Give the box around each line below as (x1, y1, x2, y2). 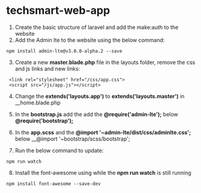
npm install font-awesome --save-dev (6, 180, 101, 187)
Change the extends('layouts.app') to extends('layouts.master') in (14, 92, 185, 100)
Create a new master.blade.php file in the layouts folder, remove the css (14, 59, 196, 66)
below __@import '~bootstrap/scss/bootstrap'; (14, 135, 131, 142)
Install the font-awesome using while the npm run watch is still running (14, 169, 191, 176)
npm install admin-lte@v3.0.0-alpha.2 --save (6, 48, 122, 54)
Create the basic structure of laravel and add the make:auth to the (14, 24, 179, 31)
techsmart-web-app (6, 4, 110, 17)
